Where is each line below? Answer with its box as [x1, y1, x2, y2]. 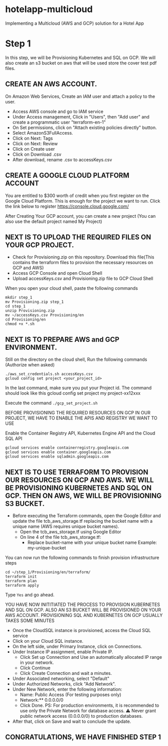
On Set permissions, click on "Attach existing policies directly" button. [12, 125, 157, 131]
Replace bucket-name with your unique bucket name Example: [27, 539, 157, 545]
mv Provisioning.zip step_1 [5, 299, 64, 304]
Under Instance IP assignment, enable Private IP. [12, 649, 114, 655]
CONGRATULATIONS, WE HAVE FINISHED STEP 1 [5, 733, 161, 741]
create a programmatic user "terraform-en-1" [12, 119, 106, 125]
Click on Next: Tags [12, 135, 53, 141]
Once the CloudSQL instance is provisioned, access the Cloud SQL [12, 627, 151, 633]
